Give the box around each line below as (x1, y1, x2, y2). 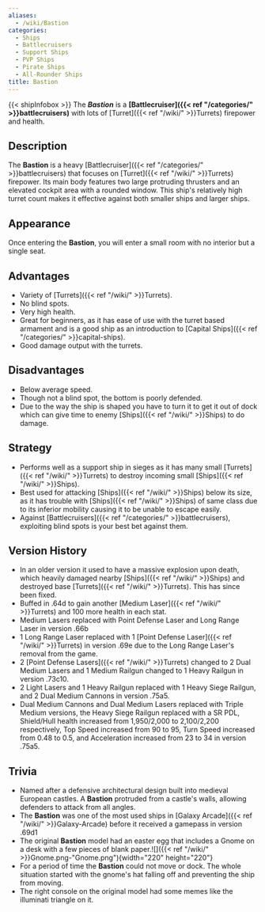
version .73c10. (19, 674, 70, 684)
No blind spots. (19, 298, 70, 308)
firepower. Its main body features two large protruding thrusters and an (8, 177, 240, 187)
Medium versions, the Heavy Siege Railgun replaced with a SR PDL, (19, 708, 240, 717)
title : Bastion (8, 78, 59, 85)
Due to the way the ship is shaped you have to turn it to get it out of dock (19, 401, 258, 411)
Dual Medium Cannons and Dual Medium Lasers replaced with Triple (19, 700, 244, 709)
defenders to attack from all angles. (19, 803, 136, 812)
